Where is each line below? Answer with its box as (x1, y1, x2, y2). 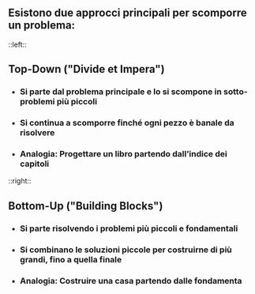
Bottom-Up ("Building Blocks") (8, 199, 163, 213)
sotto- (223, 86, 248, 97)
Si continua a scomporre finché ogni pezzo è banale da (19, 118, 234, 129)
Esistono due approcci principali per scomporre (8, 6, 247, 20)
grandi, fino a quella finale (19, 254, 122, 265)
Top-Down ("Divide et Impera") (8, 62, 165, 76)
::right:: (8, 176, 32, 186)
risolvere (19, 127, 55, 138)
